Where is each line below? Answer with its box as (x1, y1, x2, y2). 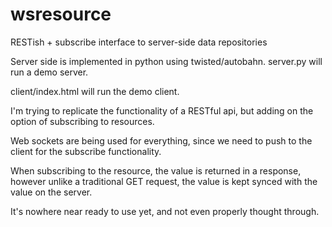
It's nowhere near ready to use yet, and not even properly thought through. (10, 205, 320, 217)
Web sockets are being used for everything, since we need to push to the (10, 134, 313, 147)
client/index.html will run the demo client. (10, 85, 180, 97)
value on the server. (10, 186, 93, 198)
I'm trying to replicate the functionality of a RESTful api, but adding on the (10, 104, 314, 117)
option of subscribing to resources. (10, 115, 155, 127)
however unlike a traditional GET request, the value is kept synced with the (10, 175, 318, 187)
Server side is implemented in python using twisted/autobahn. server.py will (10, 55, 323, 67)
